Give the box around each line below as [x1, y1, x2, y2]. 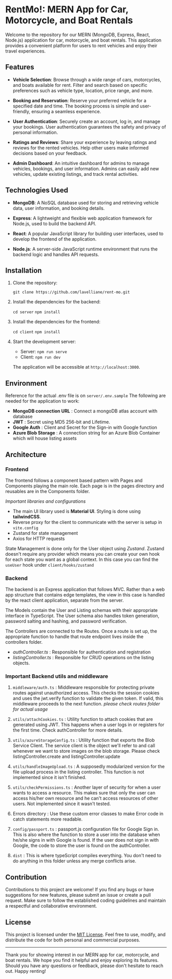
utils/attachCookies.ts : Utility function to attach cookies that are [12, 716, 153, 722]
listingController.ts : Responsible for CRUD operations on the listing [12, 655, 155, 661]
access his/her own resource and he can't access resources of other [12, 795, 159, 802]
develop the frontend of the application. [12, 235, 97, 242]
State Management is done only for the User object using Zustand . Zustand [5, 545, 165, 551]
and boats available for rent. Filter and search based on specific [12, 82, 147, 88]
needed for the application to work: [5, 398, 80, 404]
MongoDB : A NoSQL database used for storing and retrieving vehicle [12, 200, 159, 206]
